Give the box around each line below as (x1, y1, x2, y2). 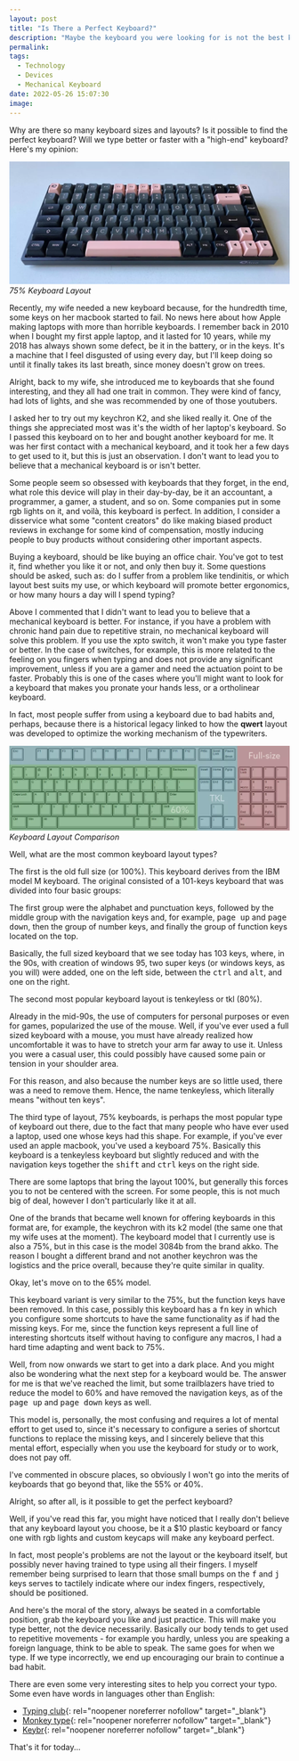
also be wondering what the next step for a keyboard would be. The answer (9, 1368, 287, 1379)
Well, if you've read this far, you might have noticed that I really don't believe (9, 1513, 290, 1524)
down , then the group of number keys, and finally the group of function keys (9, 921, 287, 931)
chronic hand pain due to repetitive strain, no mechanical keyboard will (9, 626, 269, 636)
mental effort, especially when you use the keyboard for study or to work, (9, 1442, 279, 1453)
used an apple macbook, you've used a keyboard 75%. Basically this (9, 1140, 261, 1151)
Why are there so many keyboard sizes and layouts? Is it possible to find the (9, 125, 288, 135)
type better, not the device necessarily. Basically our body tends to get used (9, 1623, 289, 1634)
